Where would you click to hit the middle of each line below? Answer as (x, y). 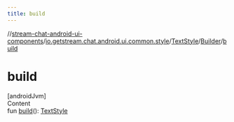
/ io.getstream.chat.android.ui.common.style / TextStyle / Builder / (133, 41)
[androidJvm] (27, 96)
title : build (26, 14)
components (26, 41)
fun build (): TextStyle (37, 110)
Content (19, 103)
